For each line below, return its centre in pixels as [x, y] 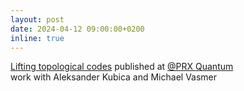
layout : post [37, 19]
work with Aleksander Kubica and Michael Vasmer [114, 77]
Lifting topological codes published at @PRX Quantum [122, 67]
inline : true [37, 38]
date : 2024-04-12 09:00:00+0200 [77, 29]
